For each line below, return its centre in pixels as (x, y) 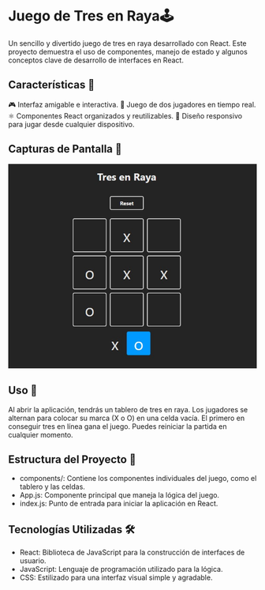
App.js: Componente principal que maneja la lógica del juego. (119, 495)
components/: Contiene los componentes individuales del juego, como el (138, 479)
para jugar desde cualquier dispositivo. (71, 124)
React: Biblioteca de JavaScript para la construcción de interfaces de (132, 552)
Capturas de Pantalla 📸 (65, 149)
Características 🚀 (52, 85)
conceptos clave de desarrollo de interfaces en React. (96, 60)
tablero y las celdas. (52, 487)
